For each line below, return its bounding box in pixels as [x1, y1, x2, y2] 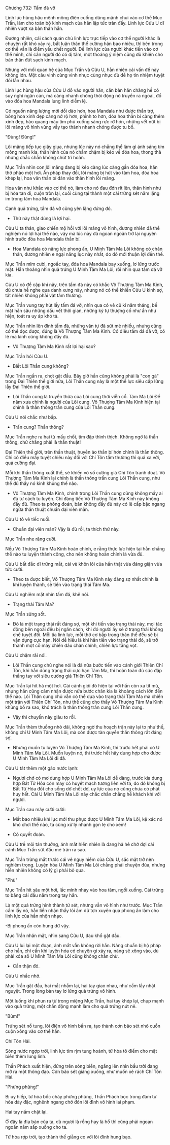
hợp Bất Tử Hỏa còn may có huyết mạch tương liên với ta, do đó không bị [12, 780, 165, 786]
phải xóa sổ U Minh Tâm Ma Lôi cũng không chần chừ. [5, 953, 119, 959]
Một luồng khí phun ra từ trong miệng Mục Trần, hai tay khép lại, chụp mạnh [5, 998, 164, 1004]
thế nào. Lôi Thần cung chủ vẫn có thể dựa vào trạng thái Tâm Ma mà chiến [5, 693, 163, 700]
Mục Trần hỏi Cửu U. [5, 353, 49, 359]
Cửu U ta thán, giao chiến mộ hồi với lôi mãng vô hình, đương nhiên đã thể [5, 225, 160, 231]
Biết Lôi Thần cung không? [12, 363, 69, 369]
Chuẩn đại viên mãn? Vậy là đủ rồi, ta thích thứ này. [12, 526, 120, 532]
